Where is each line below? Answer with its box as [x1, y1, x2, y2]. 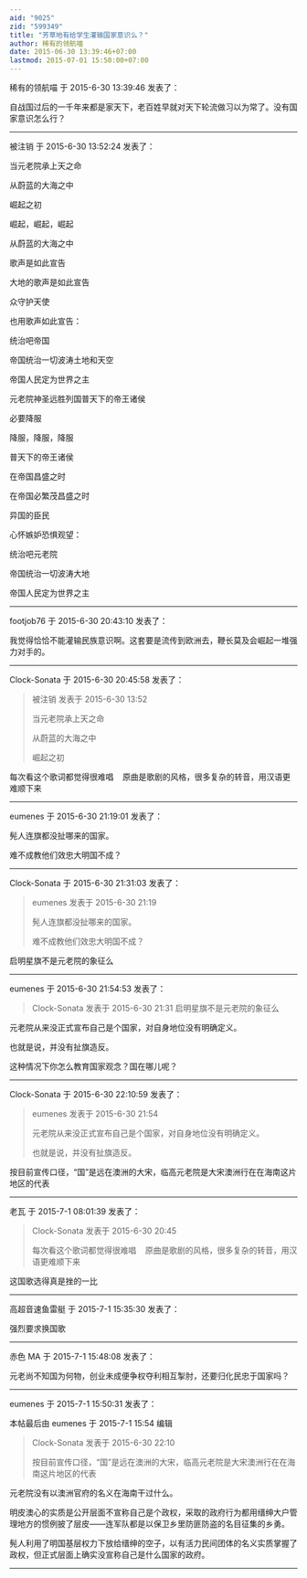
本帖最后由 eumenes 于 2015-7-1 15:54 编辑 [9, 1418, 174, 1428]
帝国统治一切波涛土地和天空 [9, 355, 114, 365]
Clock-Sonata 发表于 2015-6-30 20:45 [31, 1225, 177, 1236]
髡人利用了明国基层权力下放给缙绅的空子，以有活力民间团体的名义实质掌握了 [9, 1538, 298, 1549]
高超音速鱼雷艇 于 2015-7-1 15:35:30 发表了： [9, 1304, 180, 1314]
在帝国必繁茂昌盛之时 [9, 491, 90, 501]
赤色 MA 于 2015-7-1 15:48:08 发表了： [9, 1351, 155, 1361]
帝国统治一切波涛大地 [9, 568, 90, 578]
